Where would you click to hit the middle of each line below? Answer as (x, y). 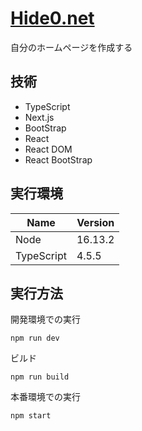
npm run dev (35, 338)
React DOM (48, 149)
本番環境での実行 (45, 397)
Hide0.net (52, 18)
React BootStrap (58, 159)
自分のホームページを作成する (71, 47)
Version (95, 222)
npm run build (40, 377)
